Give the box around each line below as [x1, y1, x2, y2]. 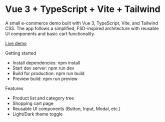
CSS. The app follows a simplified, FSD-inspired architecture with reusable [5, 25, 159, 31]
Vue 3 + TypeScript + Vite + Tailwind [5, 3, 161, 15]
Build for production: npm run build [12, 70, 85, 76]
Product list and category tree [12, 95, 74, 101]
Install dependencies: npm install [12, 59, 80, 65]
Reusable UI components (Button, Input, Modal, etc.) [12, 105, 121, 111]
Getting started [5, 50, 36, 56]
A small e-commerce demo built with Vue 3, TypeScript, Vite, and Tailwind [5, 20, 158, 26]
